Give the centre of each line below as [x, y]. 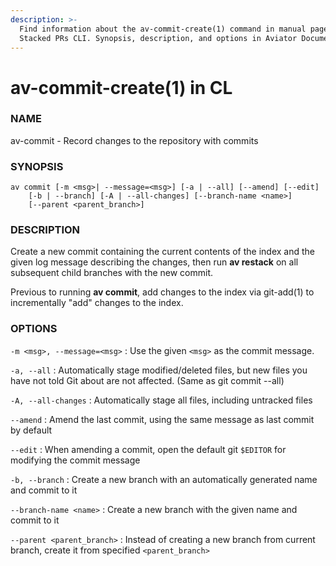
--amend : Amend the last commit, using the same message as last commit [162, 419]
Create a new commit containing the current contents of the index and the [163, 252]
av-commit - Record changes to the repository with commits [134, 140]
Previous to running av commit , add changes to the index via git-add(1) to [162, 292]
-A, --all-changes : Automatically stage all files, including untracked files [161, 400]
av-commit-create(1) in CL [121, 87]
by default [31, 430]
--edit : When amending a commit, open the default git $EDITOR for [148, 449]
